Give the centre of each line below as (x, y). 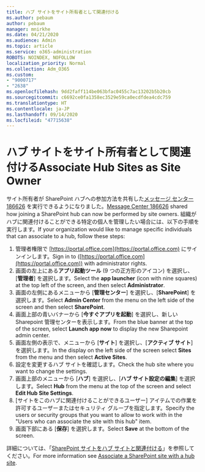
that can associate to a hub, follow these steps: (66, 236)
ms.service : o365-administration (49, 52)
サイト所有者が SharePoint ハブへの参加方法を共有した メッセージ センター (100, 199)
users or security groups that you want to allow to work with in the (99, 415)
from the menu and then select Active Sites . (71, 357)
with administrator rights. (116, 263)
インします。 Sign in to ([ (51, 257)
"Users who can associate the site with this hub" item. (83, 421)
